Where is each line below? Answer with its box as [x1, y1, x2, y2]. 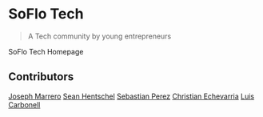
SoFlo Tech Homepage [8, 46, 84, 56]
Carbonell [8, 99, 41, 109]
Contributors [8, 70, 74, 84]
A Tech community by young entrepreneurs [27, 31, 172, 41]
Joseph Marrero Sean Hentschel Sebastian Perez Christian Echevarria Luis [8, 91, 254, 101]
